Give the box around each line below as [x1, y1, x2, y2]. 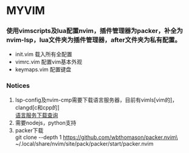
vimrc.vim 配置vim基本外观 [15, 59, 83, 66]
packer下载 [15, 126, 44, 134]
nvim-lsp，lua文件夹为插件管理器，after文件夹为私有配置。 [6, 36, 181, 44]
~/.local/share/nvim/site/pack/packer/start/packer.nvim [15, 140, 154, 147]
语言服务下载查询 [15, 111, 58, 119]
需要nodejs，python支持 [15, 119, 77, 126]
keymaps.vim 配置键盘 [15, 66, 72, 73]
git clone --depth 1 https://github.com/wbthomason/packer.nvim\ [15, 133, 178, 141]
